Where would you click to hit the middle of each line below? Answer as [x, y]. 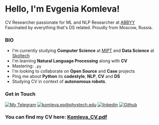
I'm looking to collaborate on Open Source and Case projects [73, 71]
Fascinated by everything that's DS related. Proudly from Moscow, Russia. [79, 27]
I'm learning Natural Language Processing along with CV [70, 61]
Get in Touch [20, 94]
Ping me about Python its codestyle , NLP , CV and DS [66, 77]
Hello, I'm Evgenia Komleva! [62, 9]
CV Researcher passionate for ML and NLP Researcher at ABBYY [70, 22]
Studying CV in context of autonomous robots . [59, 81]
